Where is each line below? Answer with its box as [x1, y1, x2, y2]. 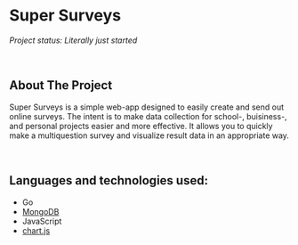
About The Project [9, 78, 113, 94]
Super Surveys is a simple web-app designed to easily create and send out [9, 102, 285, 112]
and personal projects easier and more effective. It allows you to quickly [9, 120, 273, 131]
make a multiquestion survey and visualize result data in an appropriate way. [9, 130, 289, 141]
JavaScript [21, 216, 62, 226]
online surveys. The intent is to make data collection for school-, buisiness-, [9, 110, 287, 121]
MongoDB [21, 206, 60, 216]
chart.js [21, 225, 51, 236]
